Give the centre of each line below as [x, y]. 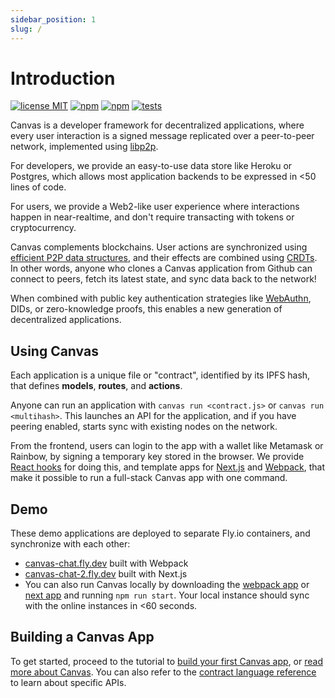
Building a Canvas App [82, 637]
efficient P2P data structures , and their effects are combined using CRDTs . [164, 258]
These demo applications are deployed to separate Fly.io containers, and [160, 533]
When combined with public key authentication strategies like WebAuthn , [161, 298]
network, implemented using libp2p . [84, 147]
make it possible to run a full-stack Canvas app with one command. [149, 478]
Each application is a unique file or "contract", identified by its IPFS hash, [160, 375]
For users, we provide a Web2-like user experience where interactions [155, 207]
